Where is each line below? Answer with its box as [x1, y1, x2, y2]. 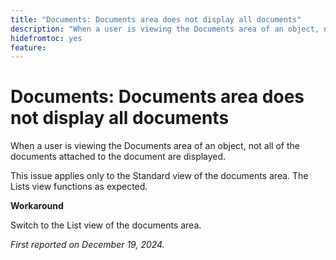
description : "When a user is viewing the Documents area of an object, [10, 24, 320, 34]
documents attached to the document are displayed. [10, 151, 227, 163]
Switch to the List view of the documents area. [10, 219, 202, 231]
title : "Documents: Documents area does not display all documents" [10, 14, 302, 25]
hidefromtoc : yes [10, 33, 83, 43]
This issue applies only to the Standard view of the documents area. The [10, 170, 309, 182]
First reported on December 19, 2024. [10, 239, 165, 251]
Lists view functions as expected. [10, 181, 148, 193]
